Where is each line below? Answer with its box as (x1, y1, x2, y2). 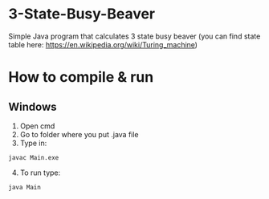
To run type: (19, 168, 61, 177)
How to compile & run (8, 68, 154, 87)
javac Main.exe (8, 153, 59, 161)
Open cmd (19, 121, 55, 131)
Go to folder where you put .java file (19, 129, 139, 139)
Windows (8, 99, 57, 113)
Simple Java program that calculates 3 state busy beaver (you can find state (8, 31, 261, 41)
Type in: (19, 138, 47, 148)
